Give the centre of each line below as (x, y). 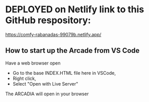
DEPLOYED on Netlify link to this (75, 9)
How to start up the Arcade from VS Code (72, 50)
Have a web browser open (33, 63)
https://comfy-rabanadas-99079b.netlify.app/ (53, 34)
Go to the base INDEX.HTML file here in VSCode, (64, 73)
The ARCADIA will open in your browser (47, 94)
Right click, (24, 78)
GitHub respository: (48, 20)
